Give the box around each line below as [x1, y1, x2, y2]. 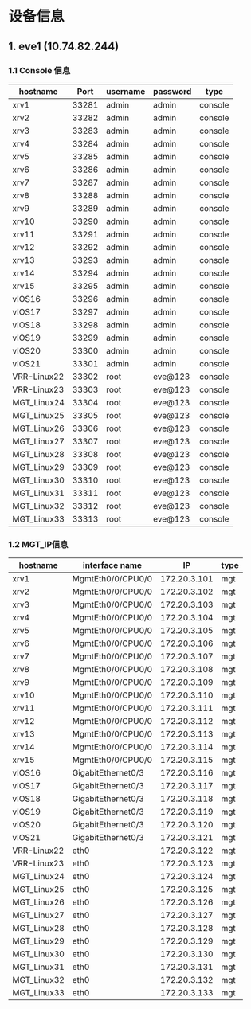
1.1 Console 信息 [8, 65, 71, 76]
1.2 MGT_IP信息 [8, 538, 69, 549]
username [106, 85, 146, 96]
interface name [82, 560, 142, 571]
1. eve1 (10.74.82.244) [8, 39, 120, 53]
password [152, 85, 192, 96]
